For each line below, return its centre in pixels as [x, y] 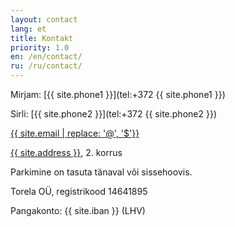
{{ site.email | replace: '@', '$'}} [75, 133]
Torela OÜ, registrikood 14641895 [79, 191]
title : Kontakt [42, 38]
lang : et [28, 29]
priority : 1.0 [40, 47]
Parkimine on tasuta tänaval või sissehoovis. [101, 172]
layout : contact [44, 19]
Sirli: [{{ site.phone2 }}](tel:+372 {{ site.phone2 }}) [113, 114]
